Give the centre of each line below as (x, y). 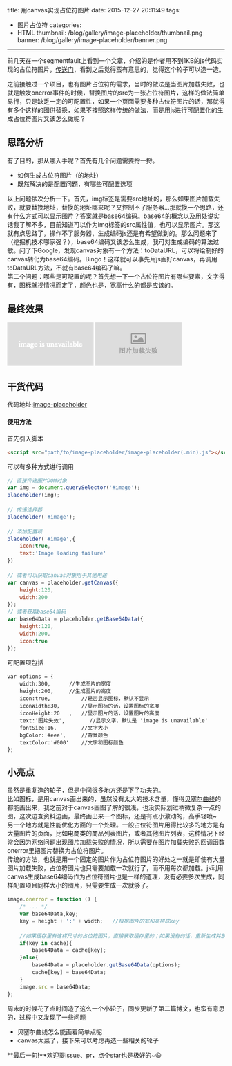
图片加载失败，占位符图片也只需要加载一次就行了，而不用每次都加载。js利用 (115, 868)
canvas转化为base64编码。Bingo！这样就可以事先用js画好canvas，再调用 (112, 259)
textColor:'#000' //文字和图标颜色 (72, 742)
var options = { (30, 677)
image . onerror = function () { (52, 899)
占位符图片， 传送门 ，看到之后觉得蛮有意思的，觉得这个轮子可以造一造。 (122, 69)
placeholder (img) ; (33, 495)
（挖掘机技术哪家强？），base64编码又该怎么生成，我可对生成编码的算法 (110, 241)
